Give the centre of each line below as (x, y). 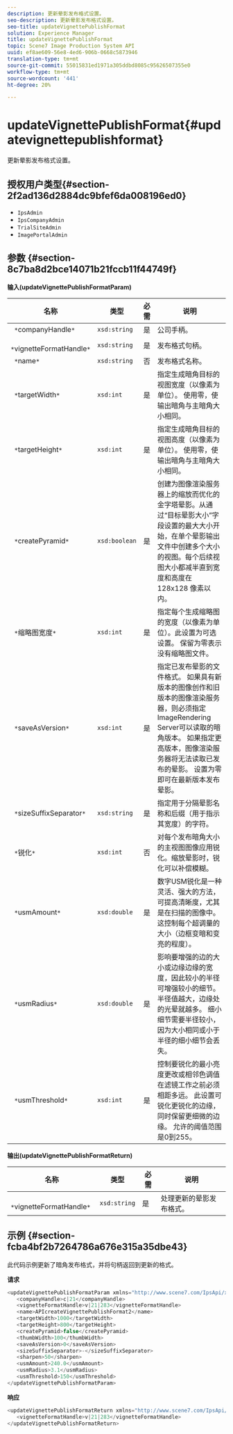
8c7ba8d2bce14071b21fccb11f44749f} (92, 270)
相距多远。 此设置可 (189, 1095)
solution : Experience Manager (51, 33)
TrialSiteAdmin (39, 228)
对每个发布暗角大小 (189, 837)
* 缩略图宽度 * (35, 632)
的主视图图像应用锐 (189, 847)
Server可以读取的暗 (189, 727)
